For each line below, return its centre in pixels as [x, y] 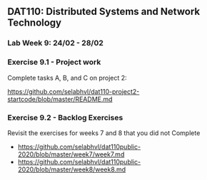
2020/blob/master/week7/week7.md [71, 154]
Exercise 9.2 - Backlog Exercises [65, 117]
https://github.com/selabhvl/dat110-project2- [74, 91]
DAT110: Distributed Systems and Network [104, 12]
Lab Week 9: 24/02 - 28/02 [55, 43]
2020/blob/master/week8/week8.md [72, 169]
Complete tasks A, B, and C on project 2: [67, 78]
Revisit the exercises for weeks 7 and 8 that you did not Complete [104, 133]
